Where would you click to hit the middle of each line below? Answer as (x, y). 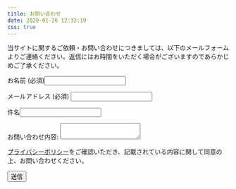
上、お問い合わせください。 (48, 161)
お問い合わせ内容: (33, 137)
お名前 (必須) (26, 80)
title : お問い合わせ (34, 14)
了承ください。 (41, 66)
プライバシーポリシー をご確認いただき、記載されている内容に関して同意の (115, 152)
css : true (22, 27)
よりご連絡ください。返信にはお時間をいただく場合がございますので (106, 56)
